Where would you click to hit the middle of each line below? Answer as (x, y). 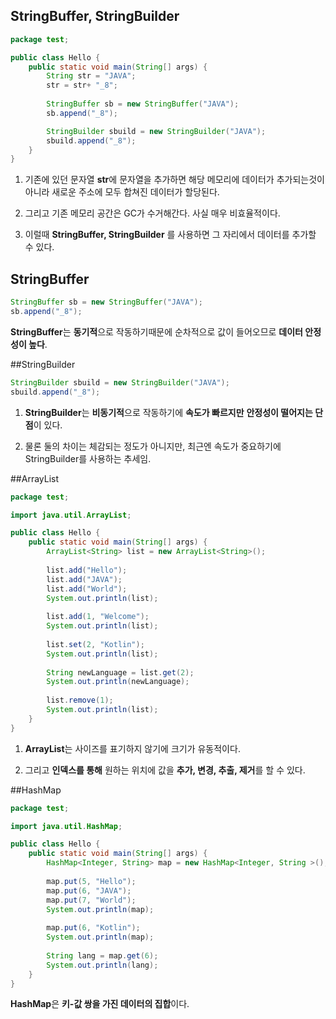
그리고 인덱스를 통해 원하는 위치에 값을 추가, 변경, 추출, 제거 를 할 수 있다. (165, 770)
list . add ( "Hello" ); (87, 570)
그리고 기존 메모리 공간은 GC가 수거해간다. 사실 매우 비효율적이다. (152, 213)
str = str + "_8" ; (82, 85)
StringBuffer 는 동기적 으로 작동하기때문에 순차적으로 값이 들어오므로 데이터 (156, 331)
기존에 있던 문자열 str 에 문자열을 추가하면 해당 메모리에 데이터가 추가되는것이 (174, 180)
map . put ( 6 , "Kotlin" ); (93, 928)
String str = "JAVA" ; (91, 76)
